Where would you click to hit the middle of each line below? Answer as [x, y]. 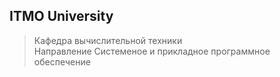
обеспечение [62, 61]
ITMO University [61, 16]
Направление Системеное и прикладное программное [152, 51]
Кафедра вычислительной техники [108, 40]
